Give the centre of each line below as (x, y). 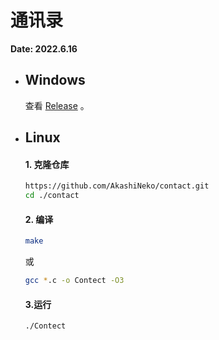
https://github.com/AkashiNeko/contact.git (117, 186)
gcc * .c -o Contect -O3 (74, 281)
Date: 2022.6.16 (44, 48)
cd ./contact (52, 196)
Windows (55, 80)
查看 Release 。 (57, 105)
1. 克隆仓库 (47, 164)
